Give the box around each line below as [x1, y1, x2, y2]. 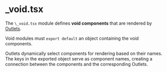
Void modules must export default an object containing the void [5, 35, 139, 41]
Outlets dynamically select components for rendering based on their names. [5, 50, 162, 56]
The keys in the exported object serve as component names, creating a [5, 55, 153, 61]
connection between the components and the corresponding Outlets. [5, 61, 148, 67]
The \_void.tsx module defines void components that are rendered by [5, 20, 152, 26]
